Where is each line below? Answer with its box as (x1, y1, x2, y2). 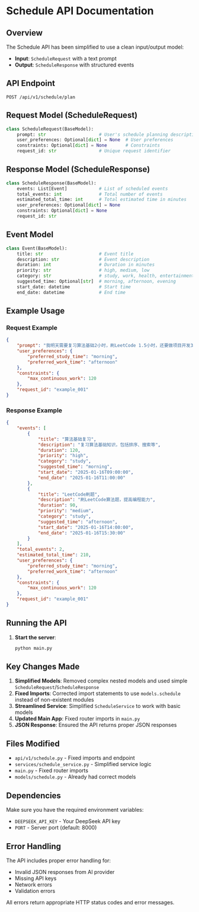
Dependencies (6, 790, 61, 801)
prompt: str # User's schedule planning (17, 132, 168, 138)
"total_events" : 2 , (17, 547, 65, 553)
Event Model (6, 229, 54, 240)
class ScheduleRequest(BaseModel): (6, 126, 94, 132)
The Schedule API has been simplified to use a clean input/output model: (6, 43, 184, 50)
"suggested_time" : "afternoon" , (37, 519, 118, 525)
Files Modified (6, 738, 60, 748)
